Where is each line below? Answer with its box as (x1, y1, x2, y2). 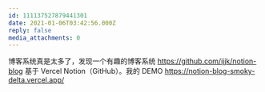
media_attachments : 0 (8, 33, 81, 42)
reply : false (8, 26, 52, 34)
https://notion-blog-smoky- (164, 67, 255, 76)
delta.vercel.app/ (8, 75, 65, 85)
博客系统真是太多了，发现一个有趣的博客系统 (8, 56, 156, 66)
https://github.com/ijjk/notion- (157, 56, 257, 66)
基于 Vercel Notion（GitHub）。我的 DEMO (24, 67, 163, 76)
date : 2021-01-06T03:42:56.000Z (8, 19, 116, 27)
